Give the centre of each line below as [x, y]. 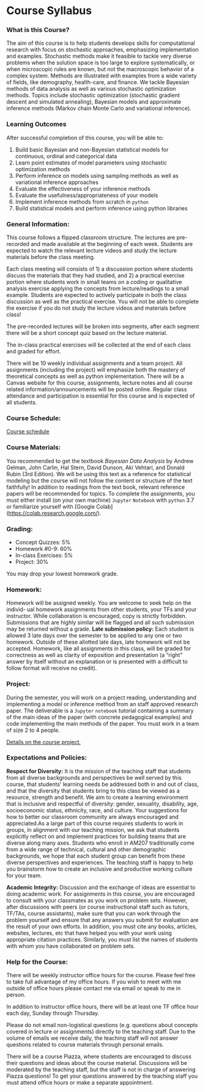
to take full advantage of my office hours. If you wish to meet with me [94, 982]
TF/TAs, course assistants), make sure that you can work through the [93, 913]
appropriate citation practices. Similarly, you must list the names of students [102, 939]
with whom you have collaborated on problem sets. [71, 946]
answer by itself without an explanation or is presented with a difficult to [97, 662]
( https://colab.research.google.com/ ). [54, 513]
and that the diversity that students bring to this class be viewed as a [93, 790]
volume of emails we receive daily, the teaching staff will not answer [92, 1038]
